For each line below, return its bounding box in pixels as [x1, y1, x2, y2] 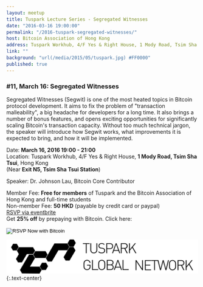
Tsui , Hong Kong [6, 159, 49, 167]
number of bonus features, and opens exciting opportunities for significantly [6, 115, 198, 122]
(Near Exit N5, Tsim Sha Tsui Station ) [6, 165, 101, 173]
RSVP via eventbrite [6, 209, 57, 216]
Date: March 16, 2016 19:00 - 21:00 [6, 146, 96, 153]
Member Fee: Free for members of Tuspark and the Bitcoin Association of [6, 189, 192, 196]
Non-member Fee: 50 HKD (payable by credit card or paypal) [6, 202, 160, 209]
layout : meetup [6, 10, 45, 16]
